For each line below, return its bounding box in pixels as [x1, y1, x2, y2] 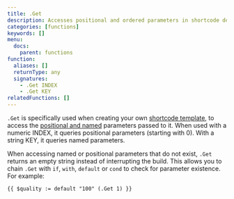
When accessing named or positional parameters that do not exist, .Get [7, 149, 212, 158]
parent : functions [19, 50, 73, 57]
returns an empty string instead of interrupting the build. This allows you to [7, 157, 222, 165]
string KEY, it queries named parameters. [7, 136, 125, 144]
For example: [7, 172, 45, 180]
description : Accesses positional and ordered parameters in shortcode [7, 17, 219, 24]
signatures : [13, 75, 49, 82]
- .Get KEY [19, 88, 52, 95]
